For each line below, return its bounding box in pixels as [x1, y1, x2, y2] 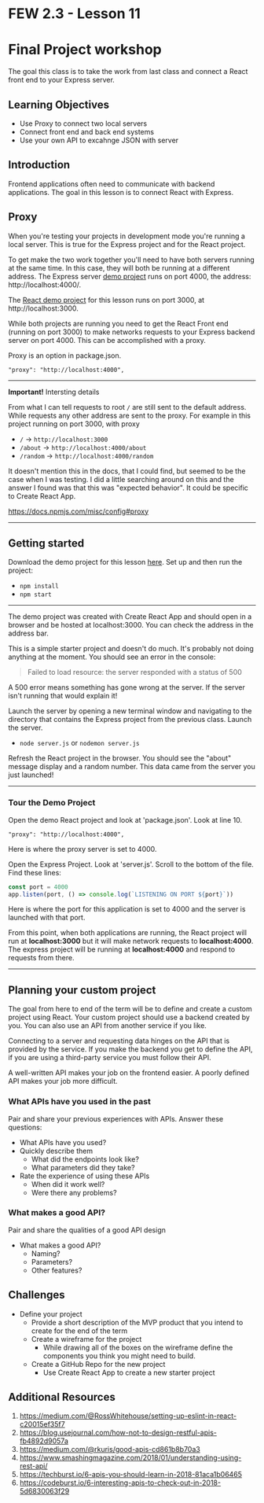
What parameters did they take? [31, 1162, 135, 1172]
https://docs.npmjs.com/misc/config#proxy [8, 507, 149, 516]
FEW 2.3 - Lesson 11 [8, 5, 141, 23]
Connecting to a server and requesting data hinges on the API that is [8, 1036, 230, 1046]
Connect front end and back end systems [19, 127, 155, 136]
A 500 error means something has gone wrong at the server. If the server [8, 683, 245, 692]
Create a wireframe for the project [31, 1334, 142, 1343]
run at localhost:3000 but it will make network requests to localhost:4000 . [8, 937, 254, 946]
